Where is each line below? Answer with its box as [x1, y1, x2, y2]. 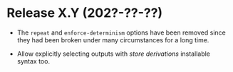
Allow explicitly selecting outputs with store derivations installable [16, 49, 211, 58]
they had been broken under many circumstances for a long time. [16, 35, 209, 44]
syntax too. [16, 56, 51, 65]
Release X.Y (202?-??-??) [6, 5, 163, 21]
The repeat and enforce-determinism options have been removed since [16, 28, 226, 37]
